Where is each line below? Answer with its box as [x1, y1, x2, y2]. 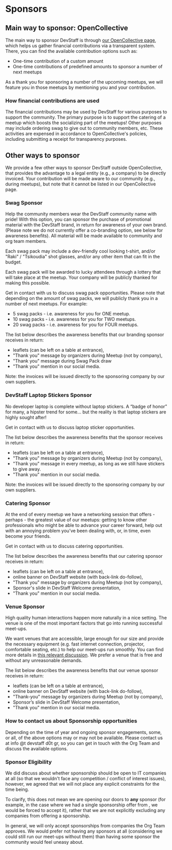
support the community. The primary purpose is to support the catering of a [5, 114, 166, 121]
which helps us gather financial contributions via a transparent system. [5, 43, 156, 49]
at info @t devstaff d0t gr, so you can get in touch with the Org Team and [5, 740, 160, 746]
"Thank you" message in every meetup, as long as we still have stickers [12, 460, 165, 466]
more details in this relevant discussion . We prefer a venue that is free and [5, 652, 163, 658]
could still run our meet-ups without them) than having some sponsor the [5, 833, 160, 840]
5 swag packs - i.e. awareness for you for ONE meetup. [12, 311, 130, 317]
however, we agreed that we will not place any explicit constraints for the [5, 781, 160, 787]
